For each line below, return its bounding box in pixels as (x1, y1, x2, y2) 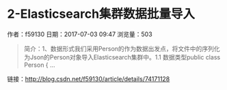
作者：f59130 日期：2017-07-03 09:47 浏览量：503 (7, 30, 152, 38)
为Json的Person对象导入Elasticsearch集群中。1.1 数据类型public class (23, 52, 221, 61)
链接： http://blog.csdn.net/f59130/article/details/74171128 (7, 74, 170, 82)
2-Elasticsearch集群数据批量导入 (7, 6, 196, 22)
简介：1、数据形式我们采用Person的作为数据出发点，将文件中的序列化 (23, 44, 220, 52)
